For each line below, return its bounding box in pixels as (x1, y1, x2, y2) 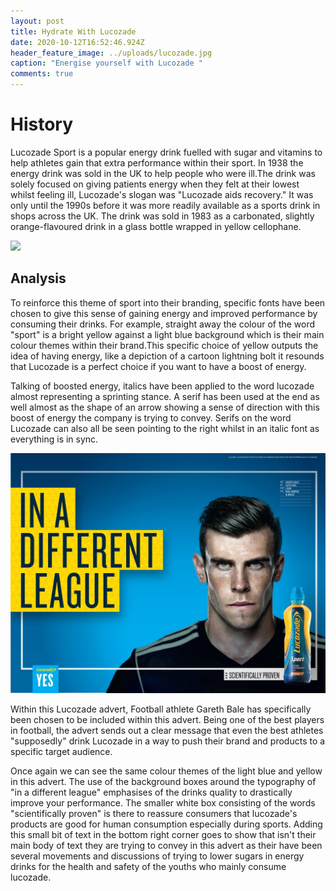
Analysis (10, 270, 67, 287)
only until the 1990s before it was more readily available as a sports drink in (10, 199, 321, 211)
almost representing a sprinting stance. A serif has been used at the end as (10, 390, 320, 402)
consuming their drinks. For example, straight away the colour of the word (10, 318, 316, 330)
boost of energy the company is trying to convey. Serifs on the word (10, 411, 292, 424)
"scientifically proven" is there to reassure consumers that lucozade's (10, 807, 298, 819)
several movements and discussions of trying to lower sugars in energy (10, 850, 305, 862)
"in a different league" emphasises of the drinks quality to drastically (10, 786, 293, 798)
